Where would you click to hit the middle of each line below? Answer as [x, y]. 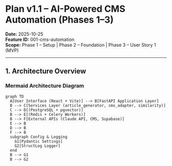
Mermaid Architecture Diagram [45, 86]
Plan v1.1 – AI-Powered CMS [65, 9]
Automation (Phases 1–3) [60, 20]
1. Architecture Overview [46, 71]
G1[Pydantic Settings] [39, 141]
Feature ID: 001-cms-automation [40, 39]
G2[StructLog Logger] [37, 146]
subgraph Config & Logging [39, 137]
